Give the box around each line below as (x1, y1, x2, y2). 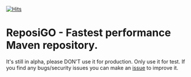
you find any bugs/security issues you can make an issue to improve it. (6, 64, 179, 71)
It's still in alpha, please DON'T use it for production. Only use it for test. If (6, 58, 186, 65)
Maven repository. (6, 39, 98, 52)
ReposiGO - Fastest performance (6, 26, 171, 39)
